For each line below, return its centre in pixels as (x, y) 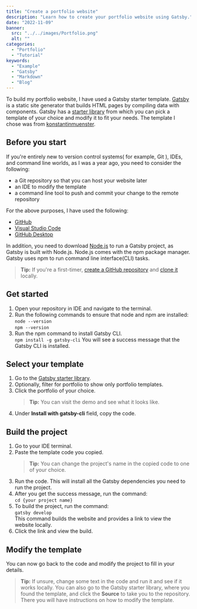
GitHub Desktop (34, 234)
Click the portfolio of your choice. (55, 391)
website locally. (33, 525)
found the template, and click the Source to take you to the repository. (105, 594)
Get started (27, 294)
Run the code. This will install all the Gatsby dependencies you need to (100, 481)
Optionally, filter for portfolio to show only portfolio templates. (89, 384)
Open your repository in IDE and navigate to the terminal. (83, 308)
